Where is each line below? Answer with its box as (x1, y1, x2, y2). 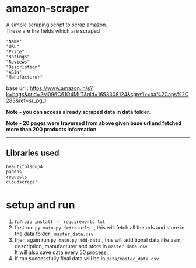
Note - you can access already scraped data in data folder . (6, 108, 151, 115)
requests (6, 174, 27, 180)
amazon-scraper (6, 2, 89, 15)
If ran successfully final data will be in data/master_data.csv (14, 255, 159, 262)
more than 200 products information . (6, 126, 98, 133)
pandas (6, 169, 22, 175)
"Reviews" (6, 59, 30, 65)
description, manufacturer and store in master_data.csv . (14, 242, 152, 249)
